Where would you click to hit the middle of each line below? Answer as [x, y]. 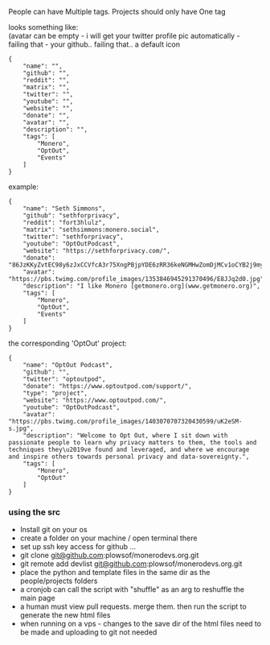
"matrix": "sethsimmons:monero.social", [91, 229]
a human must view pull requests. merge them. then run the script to [133, 606]
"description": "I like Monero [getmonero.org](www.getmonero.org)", [142, 286]
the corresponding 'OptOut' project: [67, 343]
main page [37, 598]
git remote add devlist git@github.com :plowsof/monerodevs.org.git [131, 564]
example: [23, 187]
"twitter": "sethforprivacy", [74, 237]
